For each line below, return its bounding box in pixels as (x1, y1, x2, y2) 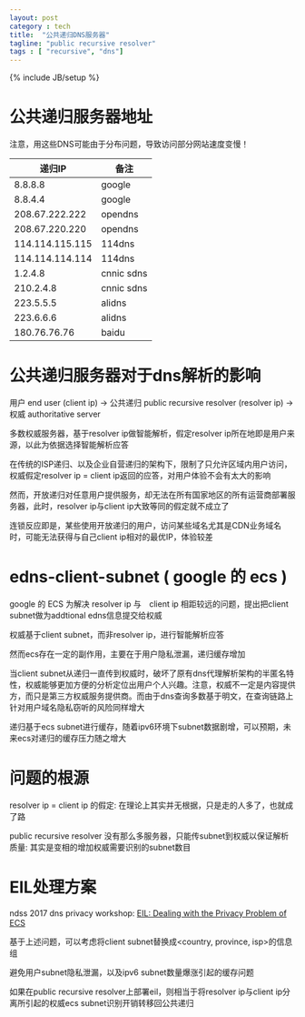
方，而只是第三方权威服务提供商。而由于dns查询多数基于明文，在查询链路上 (9, 690, 294, 701)
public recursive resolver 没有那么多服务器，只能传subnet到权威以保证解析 (9, 830, 290, 841)
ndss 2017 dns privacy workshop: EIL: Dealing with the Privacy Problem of (9, 907, 288, 919)
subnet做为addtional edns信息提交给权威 (9, 609, 162, 620)
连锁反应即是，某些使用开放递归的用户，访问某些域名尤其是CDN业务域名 (9, 520, 281, 530)
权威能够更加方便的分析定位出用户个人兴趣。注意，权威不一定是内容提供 (25, 679, 296, 690)
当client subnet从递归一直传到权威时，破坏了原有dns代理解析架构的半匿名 (9, 668, 287, 679)
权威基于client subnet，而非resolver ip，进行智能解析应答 (9, 629, 225, 639)
